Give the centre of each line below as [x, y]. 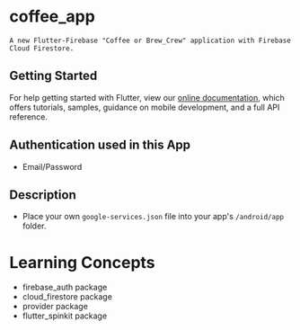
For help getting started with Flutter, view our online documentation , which [147, 97]
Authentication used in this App [100, 145]
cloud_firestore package [67, 297]
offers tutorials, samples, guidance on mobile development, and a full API [145, 107]
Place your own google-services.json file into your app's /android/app [153, 217]
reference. [28, 116]
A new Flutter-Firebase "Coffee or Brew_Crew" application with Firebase [150, 40]
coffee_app [53, 17]
